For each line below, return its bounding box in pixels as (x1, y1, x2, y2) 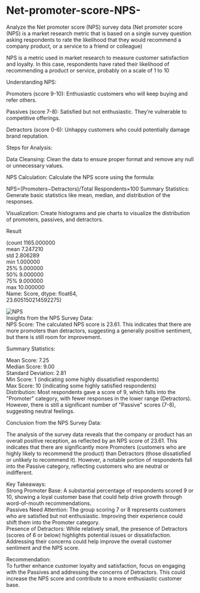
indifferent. (6, 468, 33, 476)
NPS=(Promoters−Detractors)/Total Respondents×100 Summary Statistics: (6, 185, 190, 192)
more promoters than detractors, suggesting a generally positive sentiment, (6, 327, 192, 334)
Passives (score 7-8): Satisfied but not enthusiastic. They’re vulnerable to (6, 108, 187, 115)
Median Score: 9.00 (6, 363, 55, 370)
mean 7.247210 (6, 245, 44, 252)
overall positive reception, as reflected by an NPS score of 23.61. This (6, 437, 177, 444)
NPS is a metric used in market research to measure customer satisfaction (6, 54, 189, 61)
